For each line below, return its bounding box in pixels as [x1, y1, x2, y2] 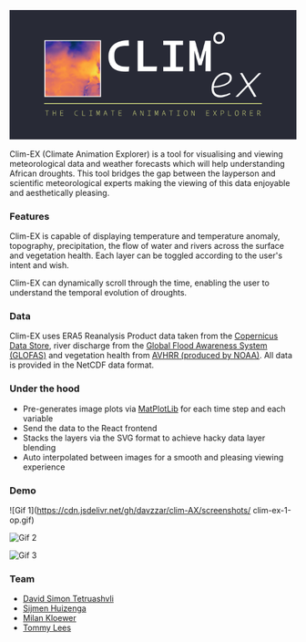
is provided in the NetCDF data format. [9, 359, 155, 370]
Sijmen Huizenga [22, 603, 87, 614]
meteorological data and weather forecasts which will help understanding [9, 158, 285, 169]
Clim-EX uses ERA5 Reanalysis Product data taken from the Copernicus [9, 330, 279, 342]
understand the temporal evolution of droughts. [9, 287, 188, 298]
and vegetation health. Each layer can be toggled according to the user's [9, 250, 283, 261]
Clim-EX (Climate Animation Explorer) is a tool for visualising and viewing [9, 148, 284, 160]
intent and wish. [9, 260, 70, 271]
